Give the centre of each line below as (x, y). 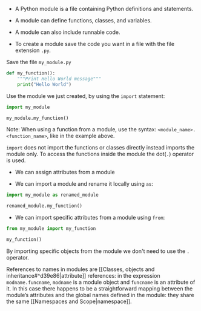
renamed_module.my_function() (44, 206)
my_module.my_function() (38, 118)
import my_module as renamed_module (52, 195)
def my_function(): (31, 73)
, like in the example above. (81, 136)
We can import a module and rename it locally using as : (84, 184)
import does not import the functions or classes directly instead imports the (100, 148)
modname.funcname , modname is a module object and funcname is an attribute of (101, 282)
